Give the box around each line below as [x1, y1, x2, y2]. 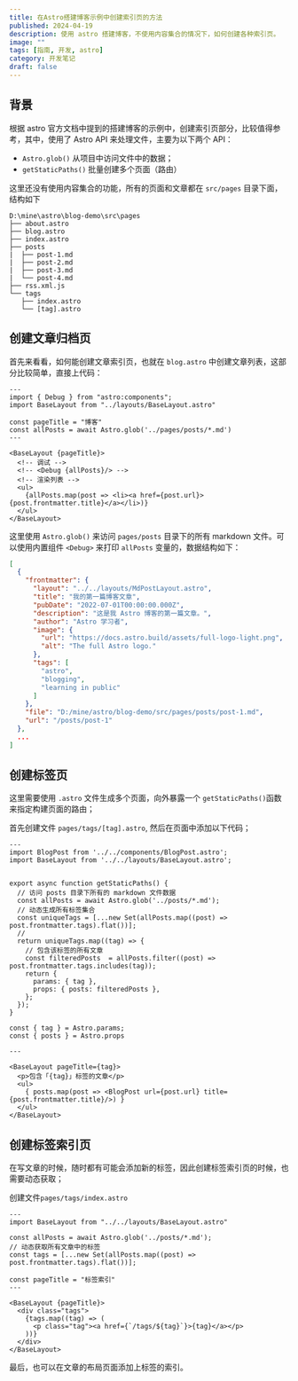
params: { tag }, [32, 977, 98, 986]
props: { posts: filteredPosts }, [32, 985, 161, 994]
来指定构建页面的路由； [9, 804, 95, 814]
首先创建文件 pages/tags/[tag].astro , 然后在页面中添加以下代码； [9, 822, 251, 834]
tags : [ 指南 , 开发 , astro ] [9, 46, 104, 55]
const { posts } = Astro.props [9, 1032, 125, 1040]
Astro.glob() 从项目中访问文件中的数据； [21, 153, 174, 163]
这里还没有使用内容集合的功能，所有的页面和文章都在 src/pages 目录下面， [9, 183, 283, 193]
